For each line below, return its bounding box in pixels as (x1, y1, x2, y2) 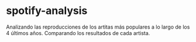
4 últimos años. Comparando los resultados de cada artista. (6, 29, 150, 36)
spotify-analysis (6, 4, 88, 17)
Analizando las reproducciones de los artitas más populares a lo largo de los (6, 23, 190, 30)
